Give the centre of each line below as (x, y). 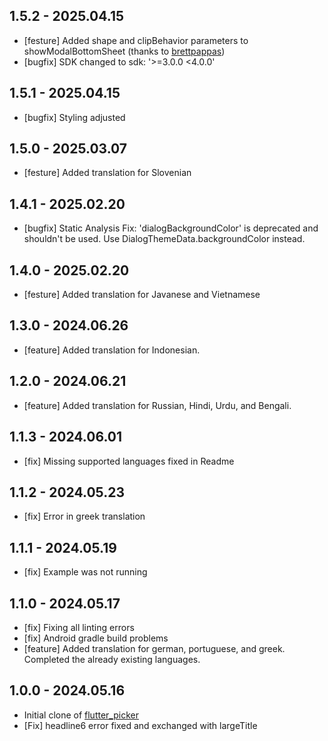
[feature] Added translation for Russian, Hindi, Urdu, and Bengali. (157, 405)
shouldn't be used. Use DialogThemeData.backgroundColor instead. (164, 239)
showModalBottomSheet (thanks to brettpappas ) (124, 51)
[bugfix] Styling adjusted (74, 117)
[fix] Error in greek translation (84, 516)
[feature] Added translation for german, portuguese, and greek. (154, 648)
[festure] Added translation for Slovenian (107, 173)
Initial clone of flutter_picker (81, 715)
